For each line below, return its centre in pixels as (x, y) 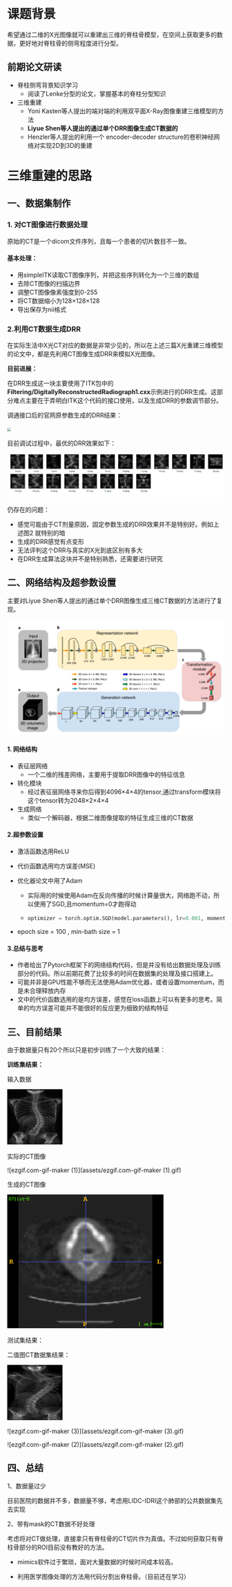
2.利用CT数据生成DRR (44, 329)
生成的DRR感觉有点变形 (50, 542)
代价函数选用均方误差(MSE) (56, 866)
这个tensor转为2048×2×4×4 (68, 800)
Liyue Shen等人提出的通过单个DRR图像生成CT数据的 (103, 128)
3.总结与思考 (25, 948)
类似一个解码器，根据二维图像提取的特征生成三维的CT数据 (110, 817)
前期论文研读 (35, 67)
